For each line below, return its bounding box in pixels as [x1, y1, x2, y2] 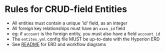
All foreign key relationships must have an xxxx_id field [11, 25, 125, 31]
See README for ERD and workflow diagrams [11, 41, 106, 47]
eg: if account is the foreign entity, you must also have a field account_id [11, 30, 160, 36]
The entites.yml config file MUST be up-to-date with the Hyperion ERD [11, 36, 160, 42]
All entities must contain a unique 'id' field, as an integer [11, 20, 128, 26]
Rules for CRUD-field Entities [4, 3, 127, 15]
